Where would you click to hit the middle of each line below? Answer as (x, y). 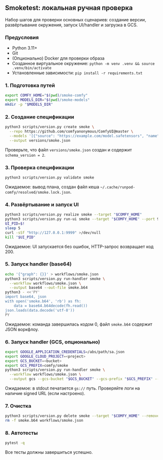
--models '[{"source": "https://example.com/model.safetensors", (77, 136)
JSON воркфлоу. (22, 329)
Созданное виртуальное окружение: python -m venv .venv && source (83, 64)
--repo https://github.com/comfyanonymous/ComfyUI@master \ (71, 131)
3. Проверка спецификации (40, 167)
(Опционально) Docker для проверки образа (58, 58)
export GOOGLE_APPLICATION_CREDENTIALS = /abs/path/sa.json (65, 352)
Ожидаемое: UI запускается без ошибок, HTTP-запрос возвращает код (79, 246)
